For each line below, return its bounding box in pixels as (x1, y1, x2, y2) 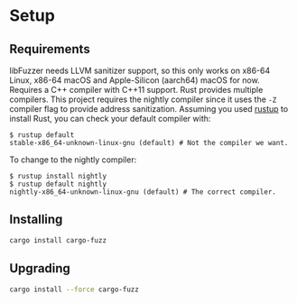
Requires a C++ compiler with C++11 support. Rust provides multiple (9, 85, 264, 95)
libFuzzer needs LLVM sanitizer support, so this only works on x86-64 (9, 65, 271, 76)
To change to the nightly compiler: (9, 154, 137, 165)
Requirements (9, 41, 90, 57)
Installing (9, 212, 63, 227)
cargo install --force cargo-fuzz (9, 285, 140, 294)
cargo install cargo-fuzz (9, 235, 107, 244)
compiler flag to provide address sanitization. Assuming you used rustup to (9, 104, 289, 114)
